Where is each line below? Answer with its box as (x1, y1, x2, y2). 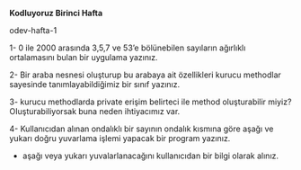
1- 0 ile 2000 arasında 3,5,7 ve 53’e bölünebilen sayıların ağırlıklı (9, 42, 246, 53)
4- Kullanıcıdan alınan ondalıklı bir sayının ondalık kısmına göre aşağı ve (9, 123, 274, 134)
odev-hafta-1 (9, 25, 58, 35)
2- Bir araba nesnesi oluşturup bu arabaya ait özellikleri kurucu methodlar (9, 69, 281, 80)
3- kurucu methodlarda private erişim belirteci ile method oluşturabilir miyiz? (9, 96, 292, 107)
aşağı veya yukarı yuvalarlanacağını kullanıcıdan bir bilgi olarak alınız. (22, 150, 279, 161)
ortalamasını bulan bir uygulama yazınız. (9, 52, 158, 62)
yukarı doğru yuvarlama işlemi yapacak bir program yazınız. (9, 133, 231, 143)
